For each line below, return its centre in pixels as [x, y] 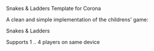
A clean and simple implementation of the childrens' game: [77, 19]
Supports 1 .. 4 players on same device [53, 42]
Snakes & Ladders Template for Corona [53, 8]
